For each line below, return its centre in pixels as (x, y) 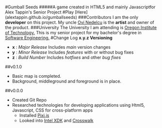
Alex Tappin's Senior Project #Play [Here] (47, 12)
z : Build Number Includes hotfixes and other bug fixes (66, 57)
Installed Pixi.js (34, 115)
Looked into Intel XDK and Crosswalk (56, 121)
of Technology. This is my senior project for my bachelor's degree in (73, 33)
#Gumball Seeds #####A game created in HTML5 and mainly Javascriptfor (80, 7)
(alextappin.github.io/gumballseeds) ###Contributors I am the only (72, 17)
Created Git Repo (29, 100)
